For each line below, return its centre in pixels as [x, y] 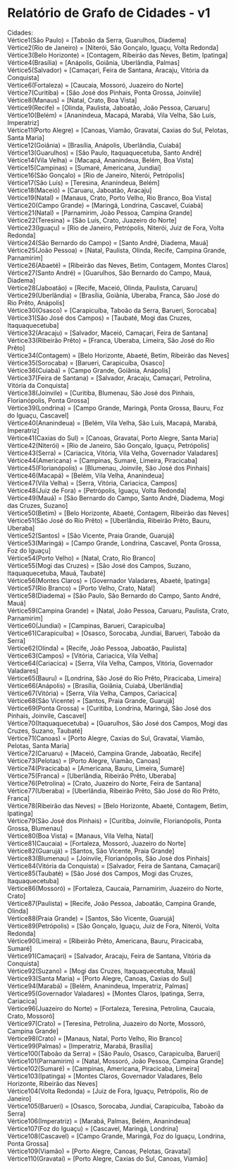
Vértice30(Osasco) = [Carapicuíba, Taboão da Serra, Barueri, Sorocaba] [112, 310]
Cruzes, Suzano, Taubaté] [45, 731]
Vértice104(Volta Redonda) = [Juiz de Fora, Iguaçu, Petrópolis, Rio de [108, 1091]
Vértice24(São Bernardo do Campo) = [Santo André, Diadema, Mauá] [108, 242]
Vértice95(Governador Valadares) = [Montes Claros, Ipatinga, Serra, [106, 993]
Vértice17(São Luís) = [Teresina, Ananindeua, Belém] [83, 182]
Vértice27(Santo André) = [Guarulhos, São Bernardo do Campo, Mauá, [110, 273]
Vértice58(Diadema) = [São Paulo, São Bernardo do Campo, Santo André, [114, 596]
